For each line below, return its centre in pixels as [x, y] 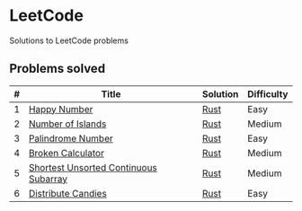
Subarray [48, 179]
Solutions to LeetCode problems [69, 40]
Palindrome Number [71, 138]
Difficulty [267, 93]
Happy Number [61, 109]
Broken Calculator [67, 153]
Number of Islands [67, 124]
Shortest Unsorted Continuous [93, 167]
